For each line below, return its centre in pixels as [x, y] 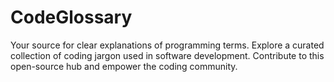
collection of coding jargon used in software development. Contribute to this [167, 55]
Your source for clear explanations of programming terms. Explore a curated [167, 45]
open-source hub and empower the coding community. [124, 66]
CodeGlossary [71, 17]
